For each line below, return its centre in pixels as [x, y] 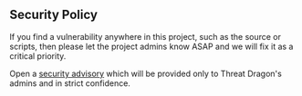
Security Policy [54, 15]
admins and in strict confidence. [70, 83]
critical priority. [38, 56]
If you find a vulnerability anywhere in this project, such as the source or [145, 36]
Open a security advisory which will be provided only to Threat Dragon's [146, 73]
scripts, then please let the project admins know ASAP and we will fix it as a [151, 46]
